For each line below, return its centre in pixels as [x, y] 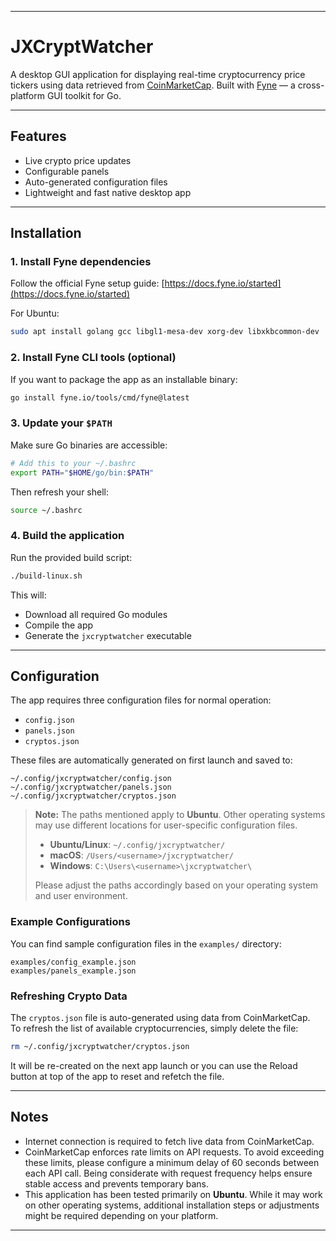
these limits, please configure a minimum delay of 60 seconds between [172, 1162]
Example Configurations [70, 922]
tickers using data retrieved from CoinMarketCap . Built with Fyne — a [153, 85]
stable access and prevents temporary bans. [116, 1183]
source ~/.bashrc [46, 510]
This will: [28, 595]
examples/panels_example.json [73, 971]
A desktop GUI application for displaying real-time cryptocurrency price [158, 74]
